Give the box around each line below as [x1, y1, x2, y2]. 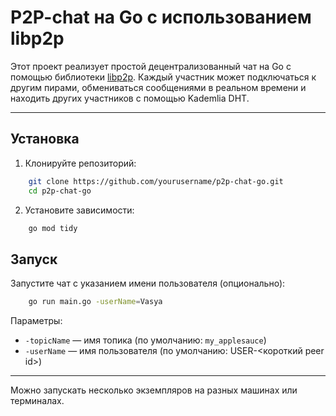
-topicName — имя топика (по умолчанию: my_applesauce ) [24, 334, 267, 346]
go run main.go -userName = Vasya [28, 297, 163, 307]
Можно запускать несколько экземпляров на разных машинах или [10, 384, 298, 396]
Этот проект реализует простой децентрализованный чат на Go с [10, 60, 292, 72]
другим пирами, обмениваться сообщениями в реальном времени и [10, 81, 307, 93]
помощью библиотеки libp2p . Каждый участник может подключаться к [10, 71, 317, 83]
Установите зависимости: [24, 204, 135, 216]
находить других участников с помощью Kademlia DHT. [10, 92, 250, 104]
